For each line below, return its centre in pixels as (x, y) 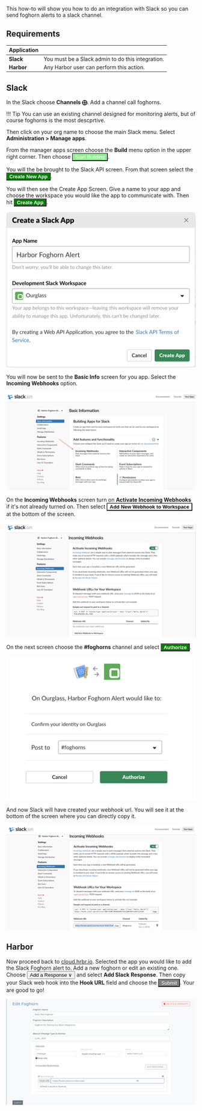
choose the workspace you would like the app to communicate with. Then (98, 195)
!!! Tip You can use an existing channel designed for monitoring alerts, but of (101, 114)
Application (24, 50)
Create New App (29, 177)
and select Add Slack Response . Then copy (131, 975)
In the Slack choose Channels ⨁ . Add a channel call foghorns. (84, 102)
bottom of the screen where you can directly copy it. (71, 816)
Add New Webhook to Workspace (149, 507)
